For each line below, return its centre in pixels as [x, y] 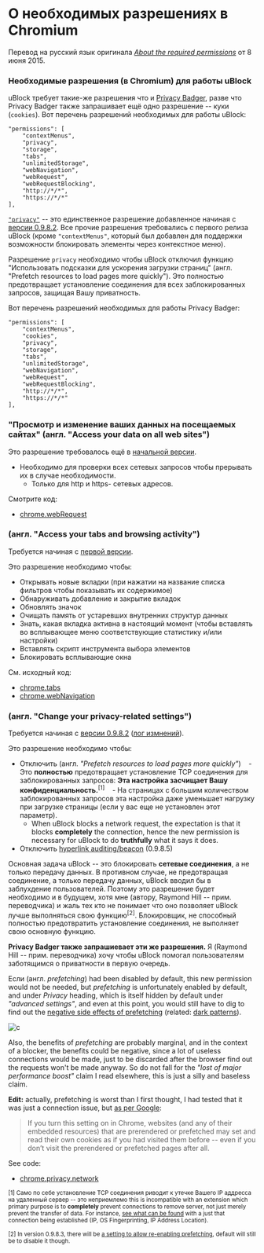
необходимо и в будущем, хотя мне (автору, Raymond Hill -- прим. [120, 897]
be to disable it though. [39, 1241]
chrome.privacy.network [59, 1178]
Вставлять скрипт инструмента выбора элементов [105, 648]
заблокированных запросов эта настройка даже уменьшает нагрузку [137, 798]
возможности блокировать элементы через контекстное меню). [117, 244]
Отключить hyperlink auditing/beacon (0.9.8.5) [96, 848]
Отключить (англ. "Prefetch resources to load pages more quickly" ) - [136, 764]
